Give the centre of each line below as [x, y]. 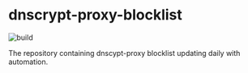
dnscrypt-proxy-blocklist [95, 15]
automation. [28, 62]
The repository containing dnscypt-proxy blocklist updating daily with [124, 53]
